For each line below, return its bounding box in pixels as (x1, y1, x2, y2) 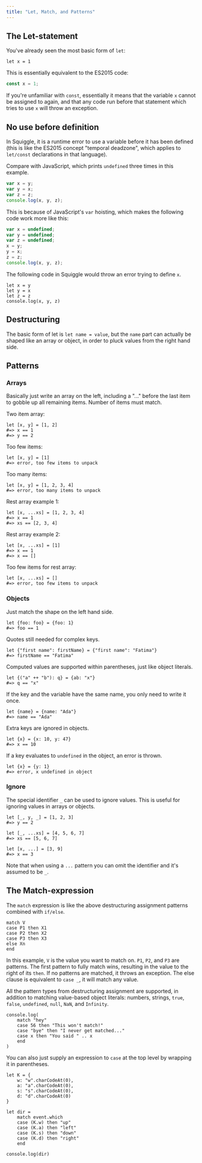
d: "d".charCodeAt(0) (17, 1093, 71, 1099)
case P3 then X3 (6, 935, 47, 941)
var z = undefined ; (6, 237, 55, 244)
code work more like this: (6, 214, 69, 222)
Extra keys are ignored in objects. (6, 724, 89, 731)
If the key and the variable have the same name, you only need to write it (6, 690, 186, 698)
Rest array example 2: (6, 531, 61, 538)
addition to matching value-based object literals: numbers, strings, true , (6, 994, 185, 1001)
